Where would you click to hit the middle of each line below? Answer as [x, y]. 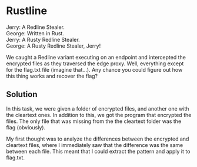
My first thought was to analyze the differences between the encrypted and [98, 139]
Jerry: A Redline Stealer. [35, 27]
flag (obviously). [26, 127]
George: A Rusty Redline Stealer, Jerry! [54, 46]
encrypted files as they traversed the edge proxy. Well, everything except [95, 64]
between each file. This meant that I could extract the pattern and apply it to [98, 151]
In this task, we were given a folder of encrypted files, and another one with [98, 108]
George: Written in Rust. [35, 33]
